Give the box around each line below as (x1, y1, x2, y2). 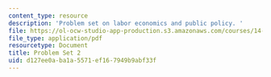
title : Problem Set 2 (8, 49, 81, 57)
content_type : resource (8, 11, 89, 20)
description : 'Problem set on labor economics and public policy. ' (8, 19, 244, 27)
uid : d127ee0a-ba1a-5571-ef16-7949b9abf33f (8, 57, 157, 65)
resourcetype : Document (8, 42, 89, 50)
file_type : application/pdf (8, 34, 103, 43)
